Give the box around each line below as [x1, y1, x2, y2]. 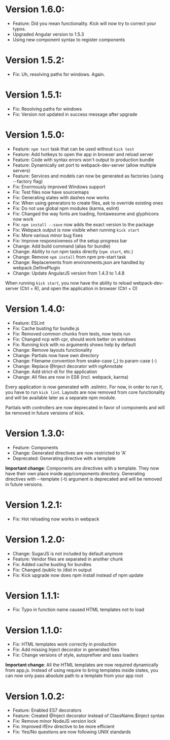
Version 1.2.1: [5, 499, 62, 510]
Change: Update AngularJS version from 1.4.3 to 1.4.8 [12, 270, 125, 276]
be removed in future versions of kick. [5, 410, 85, 416]
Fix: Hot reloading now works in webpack [12, 516, 99, 522]
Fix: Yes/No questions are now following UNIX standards [12, 729, 131, 735]
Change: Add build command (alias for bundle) [12, 243, 111, 249]
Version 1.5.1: [5, 89, 62, 101]
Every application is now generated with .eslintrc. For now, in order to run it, [5, 384, 163, 390]
